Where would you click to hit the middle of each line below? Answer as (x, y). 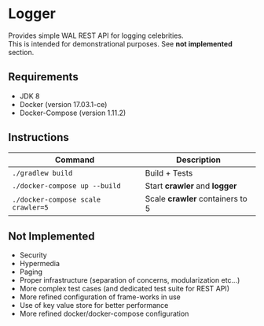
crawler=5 (30, 207)
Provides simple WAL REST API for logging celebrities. (96, 35)
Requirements (43, 77)
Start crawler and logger (191, 186)
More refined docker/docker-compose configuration (104, 314)
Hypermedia (40, 264)
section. (21, 52)
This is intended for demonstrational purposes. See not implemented (121, 43)
